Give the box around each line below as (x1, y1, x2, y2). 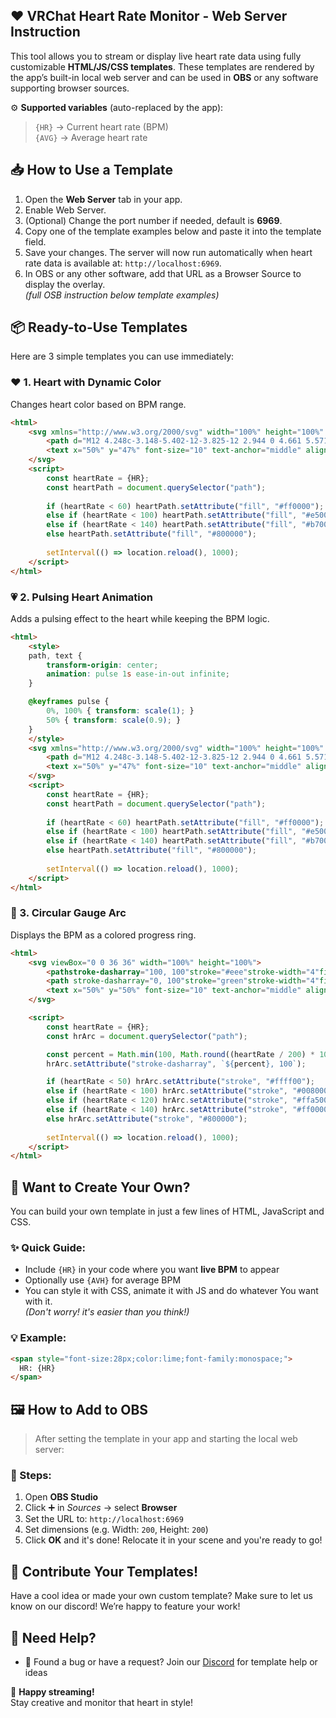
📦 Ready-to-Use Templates (10, 319, 188, 336)
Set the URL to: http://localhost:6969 (24, 1513, 184, 1525)
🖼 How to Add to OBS (10, 1401, 149, 1418)
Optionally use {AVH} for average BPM (24, 1274, 182, 1286)
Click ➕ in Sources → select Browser (24, 1502, 178, 1514)
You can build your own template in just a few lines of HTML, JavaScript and (10, 1205, 325, 1218)
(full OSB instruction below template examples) (24, 289, 220, 301)
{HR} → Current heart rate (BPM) (34, 120, 169, 133)
